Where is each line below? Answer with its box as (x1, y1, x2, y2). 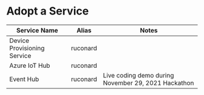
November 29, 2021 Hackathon (103, 79, 194, 87)
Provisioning (9, 44, 45, 52)
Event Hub (9, 74, 39, 83)
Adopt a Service (6, 4, 89, 18)
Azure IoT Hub (9, 61, 50, 70)
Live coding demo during (103, 71, 174, 79)
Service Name (16, 26, 59, 34)
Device (9, 36, 29, 45)
